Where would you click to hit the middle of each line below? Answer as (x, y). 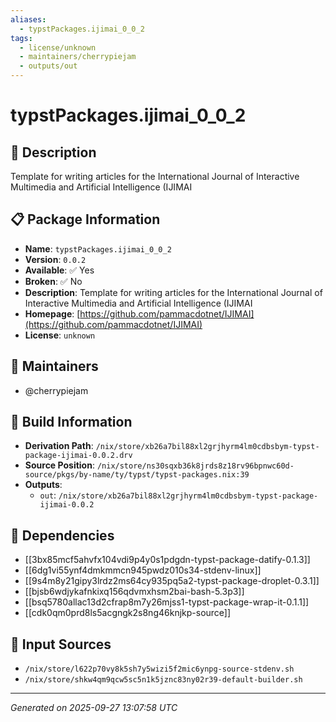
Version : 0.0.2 (55, 259)
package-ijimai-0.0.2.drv (78, 456)
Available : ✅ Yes (59, 270)
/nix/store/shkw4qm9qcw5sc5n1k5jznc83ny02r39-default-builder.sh (163, 680)
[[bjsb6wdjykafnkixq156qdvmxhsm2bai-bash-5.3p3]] (134, 592)
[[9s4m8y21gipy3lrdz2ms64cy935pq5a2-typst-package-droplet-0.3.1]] (172, 581)
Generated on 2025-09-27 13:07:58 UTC (94, 708)
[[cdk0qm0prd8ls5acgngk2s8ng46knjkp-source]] (128, 613)
